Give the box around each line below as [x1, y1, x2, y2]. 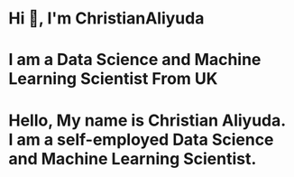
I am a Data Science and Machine [8, 50, 262, 70]
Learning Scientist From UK [8, 69, 218, 89]
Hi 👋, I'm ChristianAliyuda [8, 8, 205, 29]
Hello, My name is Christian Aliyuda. [8, 110, 286, 130]
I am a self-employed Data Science [8, 129, 274, 150]
